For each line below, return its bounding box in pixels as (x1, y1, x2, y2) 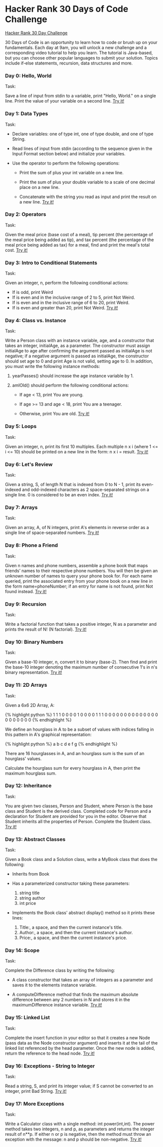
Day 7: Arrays (5, 504, 38, 511)
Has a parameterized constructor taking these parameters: (12, 881, 130, 886)
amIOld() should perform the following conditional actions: (12, 382, 129, 389)
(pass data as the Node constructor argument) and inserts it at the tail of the (5, 1040, 158, 1045)
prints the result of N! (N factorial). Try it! (5, 626, 87, 632)
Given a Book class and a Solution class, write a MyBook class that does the (5, 857, 158, 862)
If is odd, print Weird (12, 289, 54, 295)
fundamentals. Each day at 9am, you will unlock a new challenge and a (5, 44, 147, 50)
